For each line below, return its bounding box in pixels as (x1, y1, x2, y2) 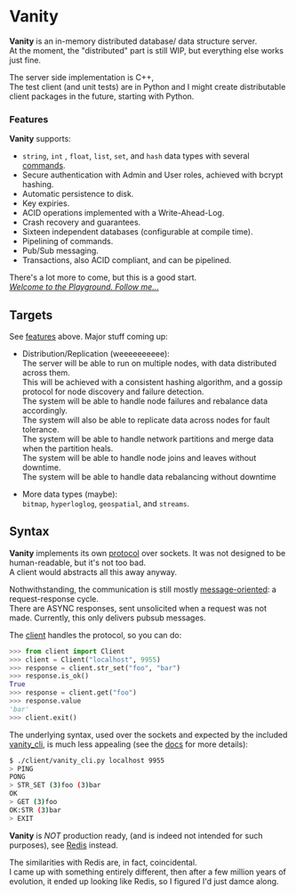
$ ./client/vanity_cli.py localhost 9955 (9, 756, 165, 765)
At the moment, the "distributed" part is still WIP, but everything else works (9, 45, 284, 55)
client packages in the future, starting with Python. (9, 91, 195, 102)
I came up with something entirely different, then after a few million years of (9, 866, 287, 877)
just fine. (9, 54, 42, 65)
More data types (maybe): (21, 489, 118, 500)
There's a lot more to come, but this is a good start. (9, 272, 197, 283)
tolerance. (21, 424, 60, 435)
